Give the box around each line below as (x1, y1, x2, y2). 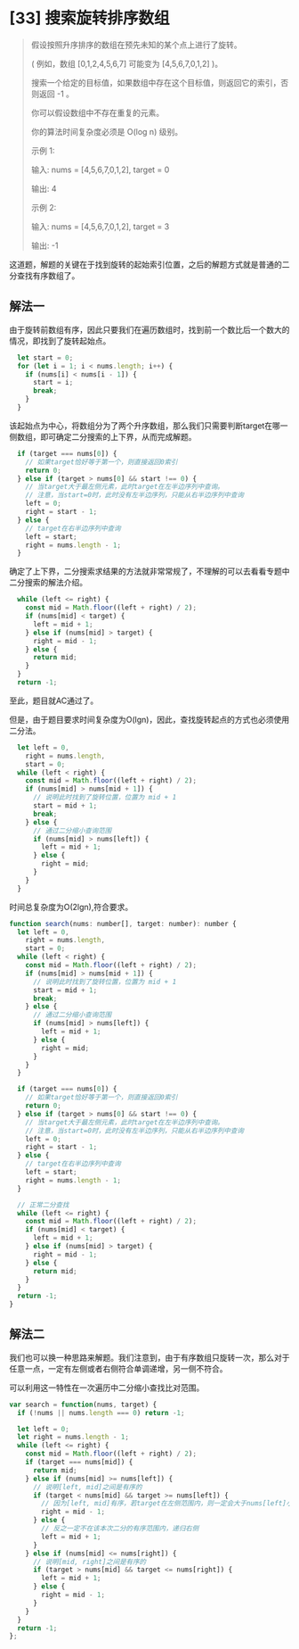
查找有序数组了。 (16, 269, 80, 281)
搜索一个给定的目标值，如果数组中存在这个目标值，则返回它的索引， (30, 77, 281, 87)
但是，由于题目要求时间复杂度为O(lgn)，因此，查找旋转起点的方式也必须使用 (9, 714, 290, 725)
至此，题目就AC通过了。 (9, 695, 99, 706)
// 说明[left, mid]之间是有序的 (32, 1482, 142, 1491)
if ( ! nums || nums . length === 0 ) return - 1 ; (17, 1408, 185, 1417)
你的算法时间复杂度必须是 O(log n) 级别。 (30, 126, 183, 137)
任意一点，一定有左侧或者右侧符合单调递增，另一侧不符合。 (9, 1363, 228, 1374)
